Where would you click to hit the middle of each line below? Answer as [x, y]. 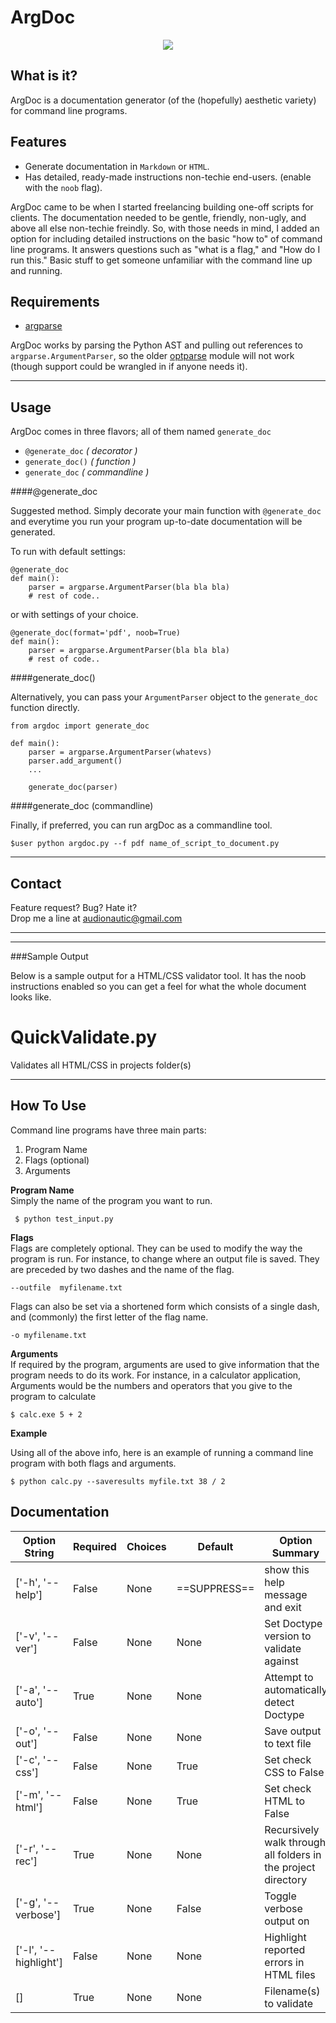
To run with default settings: [68, 552]
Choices [146, 1546]
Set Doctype [293, 1623]
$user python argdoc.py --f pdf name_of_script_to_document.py [145, 844]
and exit [283, 1607]
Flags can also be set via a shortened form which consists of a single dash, [165, 1306]
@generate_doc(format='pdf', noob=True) [96, 633]
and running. [36, 270]
